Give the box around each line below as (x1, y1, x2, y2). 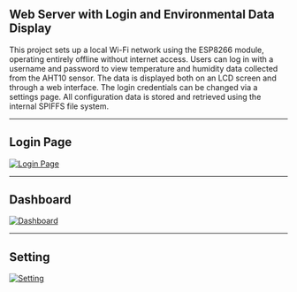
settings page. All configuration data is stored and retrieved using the (9, 91, 262, 102)
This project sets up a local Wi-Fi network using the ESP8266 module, (9, 44, 265, 55)
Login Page (9, 134, 72, 150)
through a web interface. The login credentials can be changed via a (9, 81, 258, 92)
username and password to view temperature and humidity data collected (9, 63, 278, 73)
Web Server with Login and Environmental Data (9, 7, 275, 22)
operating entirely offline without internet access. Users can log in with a (9, 53, 274, 65)
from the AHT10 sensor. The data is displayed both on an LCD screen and (9, 73, 277, 83)
